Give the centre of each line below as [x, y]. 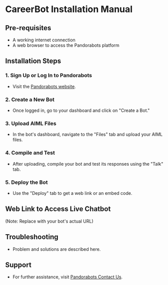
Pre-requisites [28, 28]
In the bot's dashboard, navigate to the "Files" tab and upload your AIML [88, 134]
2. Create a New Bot [30, 99]
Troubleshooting [32, 237]
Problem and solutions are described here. [57, 249]
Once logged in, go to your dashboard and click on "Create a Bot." [81, 110]
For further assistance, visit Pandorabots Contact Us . [67, 277]
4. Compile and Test [30, 153]
